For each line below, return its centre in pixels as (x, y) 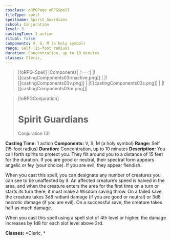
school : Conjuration (27, 24)
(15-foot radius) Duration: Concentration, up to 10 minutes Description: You (85, 149)
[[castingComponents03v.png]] (51, 83)
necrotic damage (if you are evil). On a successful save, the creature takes (84, 203)
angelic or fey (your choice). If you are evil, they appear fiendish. (73, 165)
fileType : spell (23, 15)
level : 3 (15, 29)
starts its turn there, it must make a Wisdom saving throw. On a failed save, (84, 192)
